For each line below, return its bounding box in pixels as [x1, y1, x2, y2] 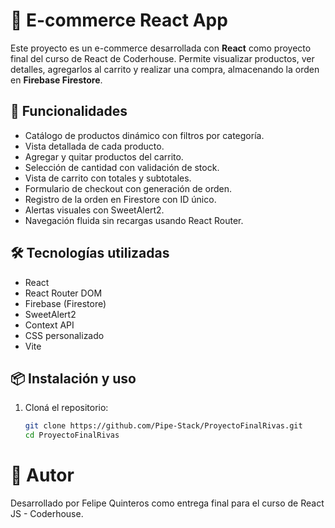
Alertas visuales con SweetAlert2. [24, 204, 165, 216]
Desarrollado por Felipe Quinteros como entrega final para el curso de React [10, 497, 325, 509]
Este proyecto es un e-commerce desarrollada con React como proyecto [10, 42, 312, 54]
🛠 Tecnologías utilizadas [10, 245, 170, 262]
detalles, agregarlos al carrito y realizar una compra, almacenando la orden [10, 63, 320, 75]
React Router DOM [24, 287, 103, 299]
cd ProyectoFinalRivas [24, 430, 120, 441]
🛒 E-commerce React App [10, 9, 228, 32]
